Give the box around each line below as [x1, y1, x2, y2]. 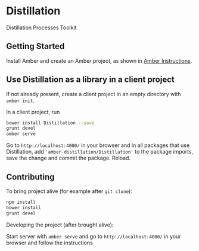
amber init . [6, 97, 35, 104]
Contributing [6, 172, 55, 182]
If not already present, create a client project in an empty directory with [6, 90, 181, 97]
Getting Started [6, 41, 65, 51]
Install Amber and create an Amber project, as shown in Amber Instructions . [6, 57, 192, 64]
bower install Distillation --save [6, 120, 95, 126]
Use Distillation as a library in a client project [6, 75, 175, 85]
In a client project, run [6, 108, 60, 115]
